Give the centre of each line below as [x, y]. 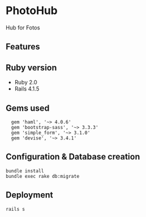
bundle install [25, 171]
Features [23, 47]
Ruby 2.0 [26, 83]
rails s [16, 209]
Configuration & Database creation [73, 157]
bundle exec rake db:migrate [43, 176]
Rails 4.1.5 [27, 89]
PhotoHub [32, 11]
